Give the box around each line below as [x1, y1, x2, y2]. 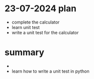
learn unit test [11, 24, 40, 30]
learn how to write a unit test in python [11, 68, 90, 74]
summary [4, 47, 45, 58]
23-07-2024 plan [4, 3, 77, 14]
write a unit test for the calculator [11, 29, 79, 35]
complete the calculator [11, 19, 60, 25]
